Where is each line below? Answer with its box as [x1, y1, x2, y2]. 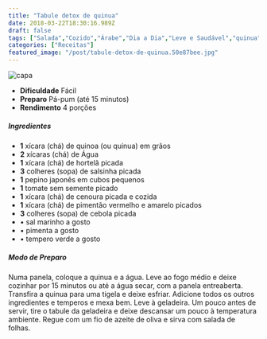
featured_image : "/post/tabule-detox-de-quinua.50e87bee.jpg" [8, 49, 219, 56]
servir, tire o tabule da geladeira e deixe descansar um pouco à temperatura [8, 306, 257, 315]
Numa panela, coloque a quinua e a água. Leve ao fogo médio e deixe [8, 272, 237, 282]
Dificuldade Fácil [19, 86, 77, 95]
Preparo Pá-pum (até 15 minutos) [19, 95, 130, 103]
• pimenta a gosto [19, 225, 79, 235]
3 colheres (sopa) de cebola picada [19, 208, 137, 218]
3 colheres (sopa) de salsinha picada [19, 166, 141, 176]
